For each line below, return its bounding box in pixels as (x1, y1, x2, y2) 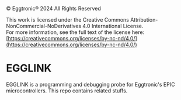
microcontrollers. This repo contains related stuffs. (6, 87, 128, 94)
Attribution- (130, 16, 158, 23)
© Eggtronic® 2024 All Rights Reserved (6, 5, 101, 12)
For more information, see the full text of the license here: (6, 29, 145, 36)
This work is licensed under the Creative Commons (6, 16, 130, 23)
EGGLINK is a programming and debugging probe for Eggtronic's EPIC (6, 81, 175, 88)
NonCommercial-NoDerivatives (6, 23, 82, 29)
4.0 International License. (82, 23, 144, 29)
